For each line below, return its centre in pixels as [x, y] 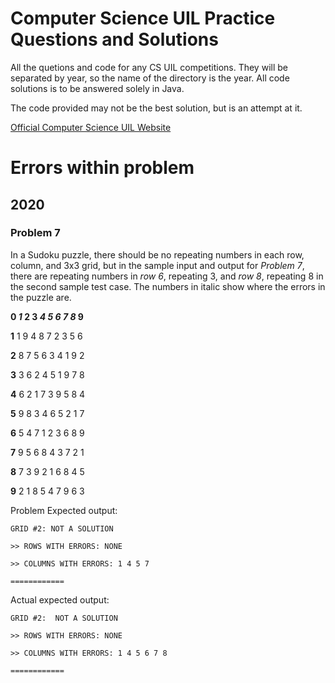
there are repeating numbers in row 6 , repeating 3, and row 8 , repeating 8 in [167, 276]
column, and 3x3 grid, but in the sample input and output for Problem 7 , [157, 265]
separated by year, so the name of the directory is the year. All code [150, 78]
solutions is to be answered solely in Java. [97, 88]
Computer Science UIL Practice [143, 18]
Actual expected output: [60, 599]
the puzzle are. [41, 297]
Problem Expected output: [64, 510]
